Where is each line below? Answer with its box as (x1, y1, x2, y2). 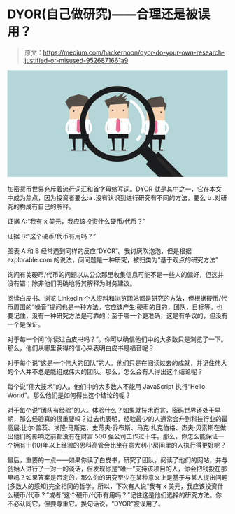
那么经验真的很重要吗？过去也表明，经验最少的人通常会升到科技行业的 (19, 414, 222, 423)
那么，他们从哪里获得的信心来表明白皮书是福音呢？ (7, 343, 155, 352)
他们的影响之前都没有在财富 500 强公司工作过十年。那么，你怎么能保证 (13, 431, 218, 441)
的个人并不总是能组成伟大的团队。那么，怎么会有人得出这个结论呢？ (7, 367, 204, 376)
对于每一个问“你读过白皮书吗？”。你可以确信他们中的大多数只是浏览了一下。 (7, 335, 227, 343)
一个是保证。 (7, 320, 44, 329)
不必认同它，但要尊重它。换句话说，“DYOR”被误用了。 (7, 499, 164, 508)
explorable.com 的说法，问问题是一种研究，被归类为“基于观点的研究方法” (7, 255, 219, 264)
